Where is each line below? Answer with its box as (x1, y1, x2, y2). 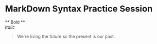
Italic (5, 24, 15, 30)
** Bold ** (5, 19, 25, 25)
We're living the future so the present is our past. (17, 33, 115, 39)
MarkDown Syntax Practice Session (5, 3, 153, 14)
